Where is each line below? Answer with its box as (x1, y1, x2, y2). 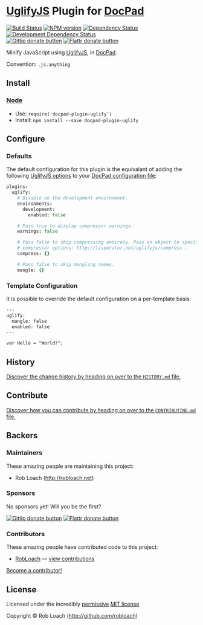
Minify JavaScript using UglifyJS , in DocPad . (6, 48, 118, 56)
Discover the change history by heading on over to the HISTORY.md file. (6, 373, 181, 380)
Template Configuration (6, 281, 78, 290)
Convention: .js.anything (6, 60, 71, 68)
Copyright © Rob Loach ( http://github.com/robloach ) (6, 612, 138, 619)
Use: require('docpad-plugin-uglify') (14, 110, 112, 117)
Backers (6, 430, 38, 441)
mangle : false (11, 318, 47, 324)
